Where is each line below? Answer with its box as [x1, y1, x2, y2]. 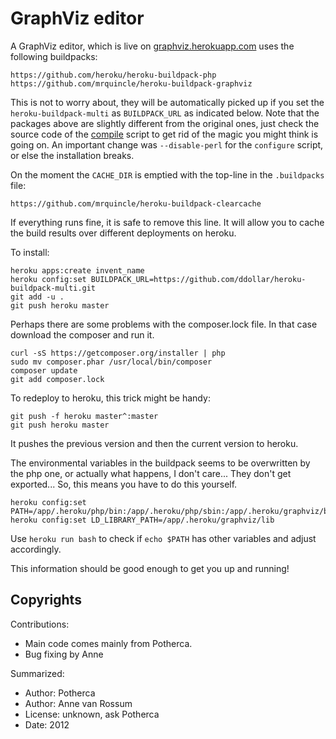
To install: [10, 246, 50, 258]
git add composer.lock [10, 374, 105, 384]
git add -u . [10, 292, 65, 302]
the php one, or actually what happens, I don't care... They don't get [10, 467, 292, 479]
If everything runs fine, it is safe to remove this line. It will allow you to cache [10, 216, 325, 228]
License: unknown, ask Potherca [24, 708, 160, 720]
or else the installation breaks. [10, 149, 135, 161]
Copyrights [10, 592, 82, 609]
